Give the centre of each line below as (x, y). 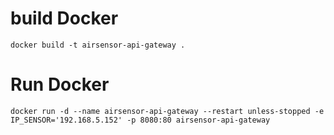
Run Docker (60, 84)
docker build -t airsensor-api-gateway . (98, 45)
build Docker (64, 18)
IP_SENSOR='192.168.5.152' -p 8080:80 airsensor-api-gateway (140, 120)
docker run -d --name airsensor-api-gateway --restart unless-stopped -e (167, 111)
